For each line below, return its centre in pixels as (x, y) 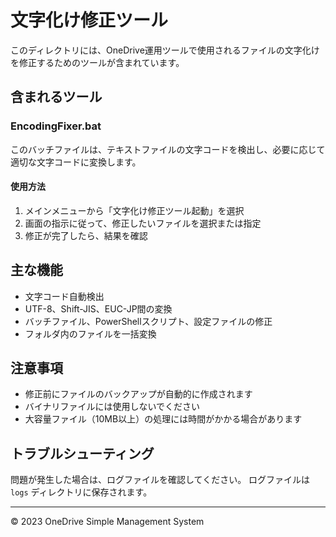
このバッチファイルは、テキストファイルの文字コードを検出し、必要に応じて (168, 149)
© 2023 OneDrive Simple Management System (107, 522)
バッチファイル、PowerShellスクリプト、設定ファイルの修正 (148, 321)
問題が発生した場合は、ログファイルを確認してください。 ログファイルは (160, 480)
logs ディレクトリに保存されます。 (81, 492)
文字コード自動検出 (64, 296)
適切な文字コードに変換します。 (76, 162)
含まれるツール (56, 97)
